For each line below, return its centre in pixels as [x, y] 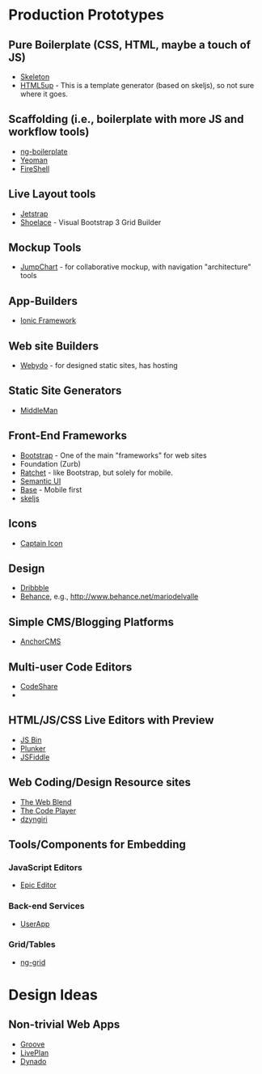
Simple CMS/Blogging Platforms [91, 622]
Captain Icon [41, 543]
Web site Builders [54, 346]
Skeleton [35, 77]
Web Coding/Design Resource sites [100, 782]
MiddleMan [39, 410]
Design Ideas [53, 995]
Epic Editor [38, 885]
